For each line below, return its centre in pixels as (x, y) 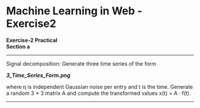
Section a (18, 47)
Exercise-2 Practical (32, 40)
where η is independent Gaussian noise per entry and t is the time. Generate (100, 87)
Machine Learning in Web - (74, 11)
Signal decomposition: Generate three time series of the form (81, 63)
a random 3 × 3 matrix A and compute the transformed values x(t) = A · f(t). (99, 93)
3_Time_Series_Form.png (38, 75)
